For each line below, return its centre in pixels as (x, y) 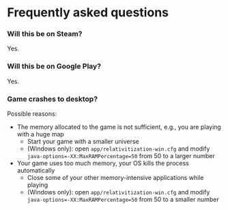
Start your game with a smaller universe (83, 142)
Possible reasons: (32, 114)
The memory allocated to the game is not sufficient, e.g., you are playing (119, 127)
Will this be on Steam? (45, 34)
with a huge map (41, 134)
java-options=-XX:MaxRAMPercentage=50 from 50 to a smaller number (123, 200)
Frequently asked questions (88, 13)
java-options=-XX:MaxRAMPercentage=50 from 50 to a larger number (121, 156)
